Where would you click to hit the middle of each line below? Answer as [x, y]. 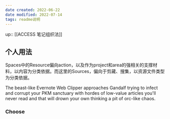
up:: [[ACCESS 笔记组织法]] [34, 34]
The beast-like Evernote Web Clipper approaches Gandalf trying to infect [82, 88]
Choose [15, 112]
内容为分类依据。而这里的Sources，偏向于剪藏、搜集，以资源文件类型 [92, 71]
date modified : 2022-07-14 [34, 15]
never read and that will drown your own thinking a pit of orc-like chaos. [80, 99]
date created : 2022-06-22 [32, 10]
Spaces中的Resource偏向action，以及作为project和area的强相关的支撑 [79, 65]
